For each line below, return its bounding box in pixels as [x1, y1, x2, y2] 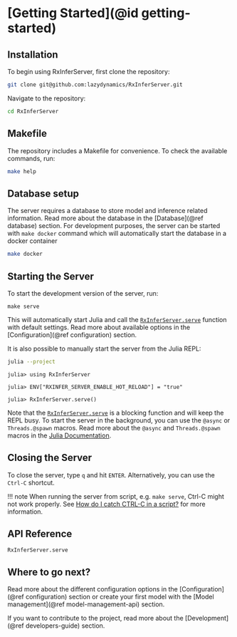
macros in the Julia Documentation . [7, 431, 112, 440]
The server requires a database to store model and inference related [7, 207, 208, 215]
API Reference [7, 528, 73, 540]
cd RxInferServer [7, 108, 59, 115]
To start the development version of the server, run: [7, 289, 159, 297]
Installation [7, 48, 58, 61]
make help [7, 167, 37, 175]
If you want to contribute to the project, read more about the [7, 614, 184, 623]
